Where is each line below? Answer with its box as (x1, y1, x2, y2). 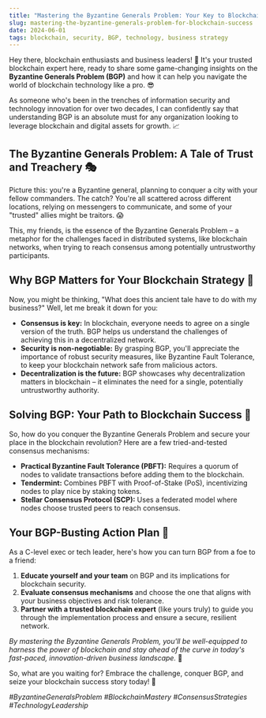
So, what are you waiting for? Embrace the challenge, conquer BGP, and (9, 668, 244, 678)
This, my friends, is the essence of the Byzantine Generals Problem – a (9, 226, 239, 235)
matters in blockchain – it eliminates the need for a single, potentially (20, 376, 244, 387)
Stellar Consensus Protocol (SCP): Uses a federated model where (20, 495, 238, 504)
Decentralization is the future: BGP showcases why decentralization (20, 368, 245, 378)
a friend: (9, 555, 36, 565)
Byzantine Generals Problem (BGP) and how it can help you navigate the (9, 72, 248, 81)
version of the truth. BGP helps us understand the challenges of (20, 327, 228, 336)
